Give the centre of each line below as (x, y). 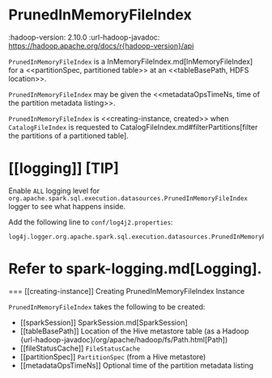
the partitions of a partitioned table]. (69, 136)
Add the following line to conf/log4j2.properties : (91, 222)
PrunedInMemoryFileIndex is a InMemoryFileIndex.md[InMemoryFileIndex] (131, 61)
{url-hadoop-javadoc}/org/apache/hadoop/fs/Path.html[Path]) (124, 339)
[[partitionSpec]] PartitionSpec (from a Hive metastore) (113, 356)
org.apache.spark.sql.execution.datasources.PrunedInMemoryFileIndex (128, 198)
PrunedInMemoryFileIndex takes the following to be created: (107, 307)
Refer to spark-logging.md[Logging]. (135, 269)
